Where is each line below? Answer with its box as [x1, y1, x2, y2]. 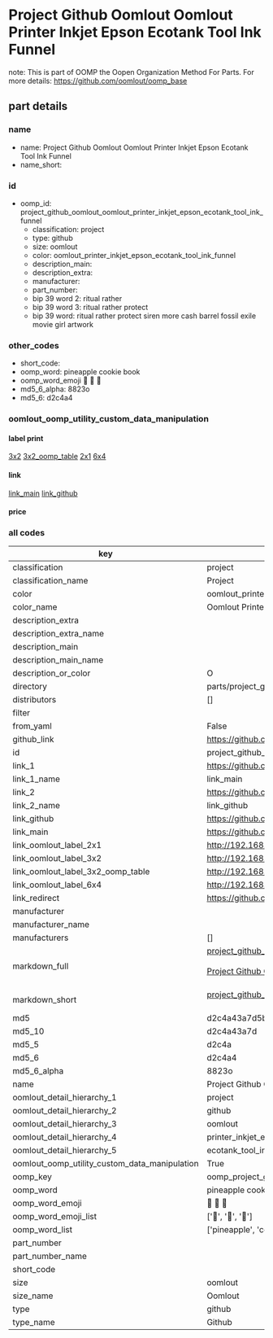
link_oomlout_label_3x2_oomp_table [12, 866, 150, 877]
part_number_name [12, 1251, 87, 1262]
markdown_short [12, 995, 77, 1006]
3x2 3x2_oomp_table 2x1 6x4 [8, 452, 106, 461]
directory [12, 681, 47, 693]
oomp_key [12, 1171, 53, 1183]
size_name [12, 1290, 54, 1301]
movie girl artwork [32, 319, 94, 329]
